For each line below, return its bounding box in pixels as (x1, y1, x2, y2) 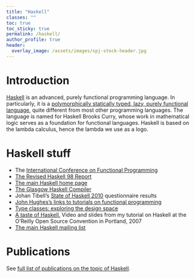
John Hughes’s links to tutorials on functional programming (14, 198, 162, 205)
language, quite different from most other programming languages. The (6, 106, 184, 113)
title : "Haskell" (6, 8, 50, 15)
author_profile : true (6, 37, 61, 43)
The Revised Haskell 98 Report (14, 172, 92, 180)
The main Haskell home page (14, 179, 88, 186)
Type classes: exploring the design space (14, 205, 119, 212)
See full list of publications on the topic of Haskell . (6, 265, 131, 272)
